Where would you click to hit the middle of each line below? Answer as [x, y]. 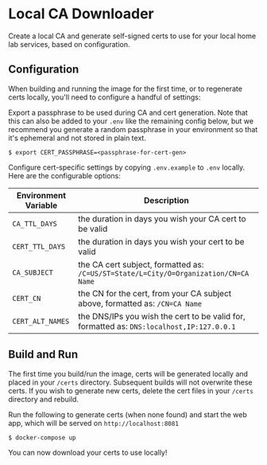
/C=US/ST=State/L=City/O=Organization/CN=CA [164, 273]
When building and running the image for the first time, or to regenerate [125, 88]
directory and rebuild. [44, 399]
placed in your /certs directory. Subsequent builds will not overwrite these [130, 382]
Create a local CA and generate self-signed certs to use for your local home [132, 36]
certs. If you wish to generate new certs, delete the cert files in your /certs [131, 390]
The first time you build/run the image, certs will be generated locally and [128, 373]
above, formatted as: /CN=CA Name [140, 303]
